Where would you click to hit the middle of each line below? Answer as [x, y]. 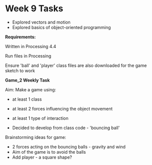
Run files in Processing [28, 56]
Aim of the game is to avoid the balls [49, 152]
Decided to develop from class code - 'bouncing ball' [66, 128]
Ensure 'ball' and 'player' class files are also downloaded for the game [76, 65]
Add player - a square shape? [42, 157]
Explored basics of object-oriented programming [62, 27]
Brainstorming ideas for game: [36, 137]
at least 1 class [27, 99]
